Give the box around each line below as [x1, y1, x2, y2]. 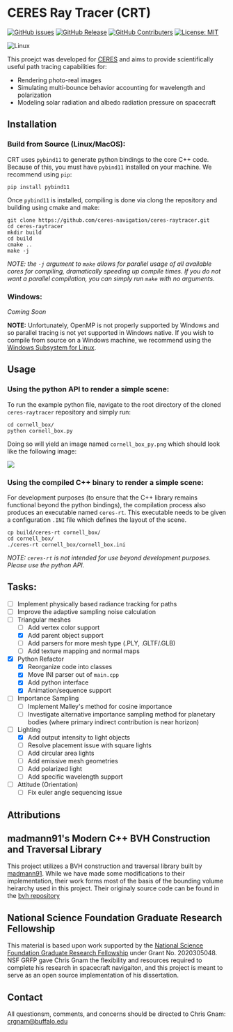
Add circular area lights [27, 749, 95, 757]
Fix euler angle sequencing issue [27, 788, 122, 797]
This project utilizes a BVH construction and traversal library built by [7, 862, 202, 870]
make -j [7, 247, 30, 254]
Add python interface [27, 678, 89, 687]
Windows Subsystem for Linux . [7, 343, 97, 352]
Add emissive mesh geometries [27, 756, 118, 765]
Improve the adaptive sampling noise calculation [17, 607, 156, 615]
